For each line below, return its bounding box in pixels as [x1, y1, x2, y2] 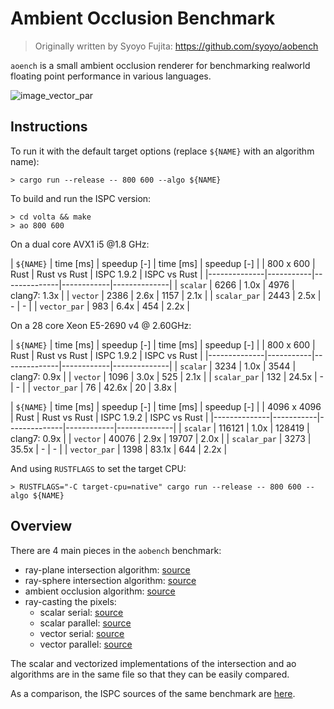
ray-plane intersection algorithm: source [24, 563, 191, 576]
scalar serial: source [39, 606, 124, 618]
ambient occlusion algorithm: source [24, 585, 176, 597]
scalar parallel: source [39, 617, 132, 629]
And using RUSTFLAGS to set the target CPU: [10, 462, 187, 474]
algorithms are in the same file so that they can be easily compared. [10, 668, 290, 680]
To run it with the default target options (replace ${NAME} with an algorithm [10, 145, 315, 157]
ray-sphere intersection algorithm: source [24, 574, 197, 586]
